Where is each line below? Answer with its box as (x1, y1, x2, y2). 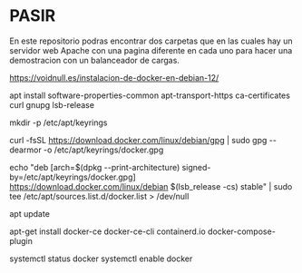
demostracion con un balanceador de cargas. (9, 54, 180, 65)
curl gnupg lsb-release (9, 99, 95, 110)
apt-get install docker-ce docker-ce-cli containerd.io (9, 226, 206, 237)
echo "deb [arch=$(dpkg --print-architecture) (9, 161, 180, 172)
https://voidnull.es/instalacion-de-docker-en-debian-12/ (9, 72, 219, 83)
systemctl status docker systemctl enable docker (9, 253, 193, 264)
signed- (181, 161, 211, 172)
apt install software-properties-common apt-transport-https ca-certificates (9, 90, 290, 101)
